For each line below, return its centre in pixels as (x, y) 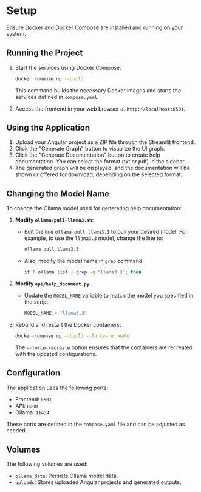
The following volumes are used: (47, 464)
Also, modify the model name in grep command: (84, 261)
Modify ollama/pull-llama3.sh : (54, 220)
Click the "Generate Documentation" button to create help (88, 155)
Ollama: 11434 (32, 412)
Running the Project (45, 53)
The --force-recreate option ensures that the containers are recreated (104, 347)
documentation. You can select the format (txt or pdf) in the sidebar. (101, 162)
